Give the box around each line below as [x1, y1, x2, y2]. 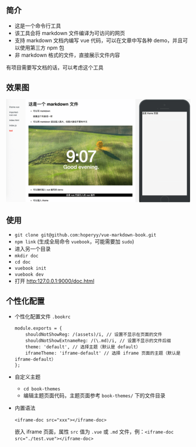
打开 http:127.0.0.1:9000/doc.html [14, 277, 95, 284]
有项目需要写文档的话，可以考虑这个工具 [6, 64, 104, 71]
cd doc [14, 259, 31, 265]
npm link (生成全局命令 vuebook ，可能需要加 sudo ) [14, 238, 135, 245]
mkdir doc [14, 253, 39, 259]
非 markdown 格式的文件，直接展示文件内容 [14, 51, 121, 59]
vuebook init [14, 265, 47, 271]
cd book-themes [23, 386, 60, 392]
